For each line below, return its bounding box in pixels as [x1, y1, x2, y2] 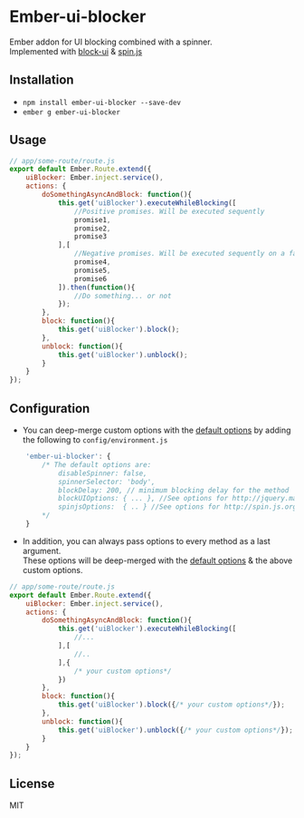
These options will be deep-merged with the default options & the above [22, 555, 293, 566]
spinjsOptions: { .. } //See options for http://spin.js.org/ [57, 502, 301, 511]
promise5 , [73, 266, 111, 275]
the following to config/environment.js [22, 434, 168, 445]
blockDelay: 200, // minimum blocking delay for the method [57, 485, 290, 495]
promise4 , [73, 258, 111, 267]
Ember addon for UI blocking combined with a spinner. [9, 36, 213, 47]
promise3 [73, 232, 107, 241]
